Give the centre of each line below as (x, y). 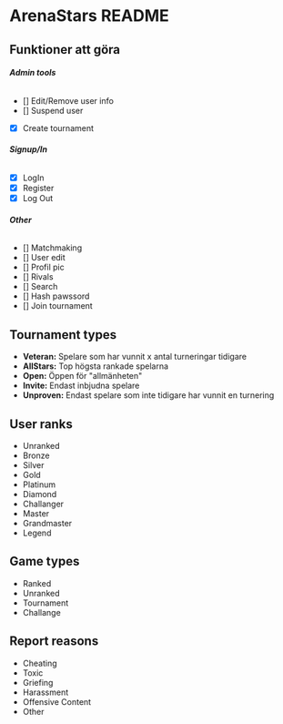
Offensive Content (57, 701)
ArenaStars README (90, 16)
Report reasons (54, 642)
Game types (45, 561)
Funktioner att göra (65, 50)
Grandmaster (47, 524)
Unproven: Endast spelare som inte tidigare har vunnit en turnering (148, 395)
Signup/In (29, 149)
